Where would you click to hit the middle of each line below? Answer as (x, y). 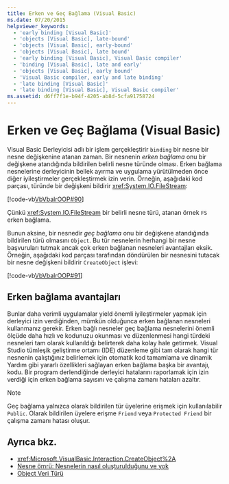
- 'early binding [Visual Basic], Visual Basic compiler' (98, 58)
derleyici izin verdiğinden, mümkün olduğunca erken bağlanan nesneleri (109, 321)
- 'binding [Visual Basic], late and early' (78, 65)
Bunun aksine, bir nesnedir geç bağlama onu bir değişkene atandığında (108, 233)
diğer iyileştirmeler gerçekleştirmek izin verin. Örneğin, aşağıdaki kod (105, 178)
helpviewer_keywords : (38, 26)
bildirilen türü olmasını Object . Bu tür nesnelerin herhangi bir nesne (101, 240)
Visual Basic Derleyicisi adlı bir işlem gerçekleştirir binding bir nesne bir (108, 149)
